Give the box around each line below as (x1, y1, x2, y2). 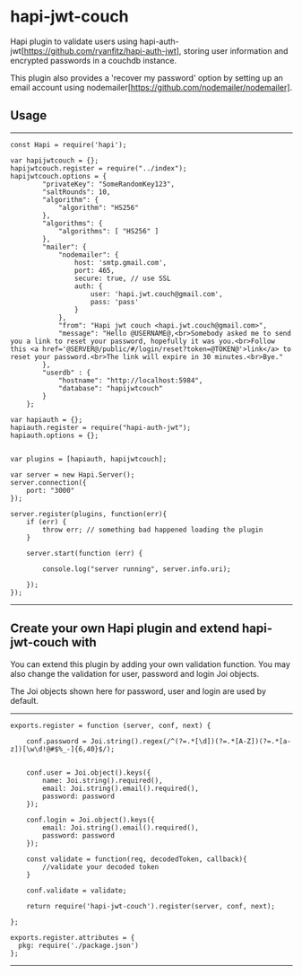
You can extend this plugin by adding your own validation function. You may (10, 658, 290, 670)
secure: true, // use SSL (73, 274, 171, 283)
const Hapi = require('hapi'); (10, 140, 127, 149)
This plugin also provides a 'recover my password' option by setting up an (10, 72, 283, 83)
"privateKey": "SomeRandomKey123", (42, 180, 176, 189)
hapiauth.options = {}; (10, 431, 99, 440)
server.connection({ (10, 478, 88, 487)
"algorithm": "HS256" (57, 203, 140, 212)
